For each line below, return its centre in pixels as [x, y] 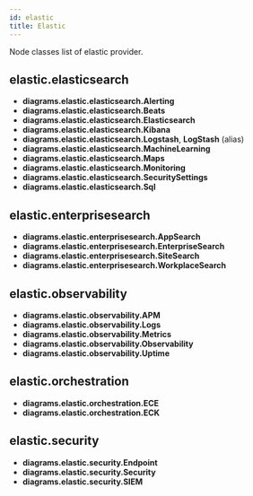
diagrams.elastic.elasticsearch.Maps [93, 159]
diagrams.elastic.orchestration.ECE [91, 403]
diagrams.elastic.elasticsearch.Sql [89, 187]
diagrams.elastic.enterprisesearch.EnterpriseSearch [123, 247]
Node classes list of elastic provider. [76, 51]
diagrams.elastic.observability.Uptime [96, 353]
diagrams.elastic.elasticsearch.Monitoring [104, 168]
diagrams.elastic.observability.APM [91, 315]
